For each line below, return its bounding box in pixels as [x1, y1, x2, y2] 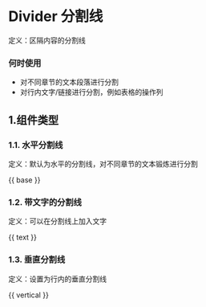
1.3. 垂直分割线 [8, 254, 66, 265]
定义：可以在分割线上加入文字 [8, 216, 107, 226]
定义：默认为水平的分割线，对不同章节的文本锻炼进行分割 [8, 158, 198, 169]
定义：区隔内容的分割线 [8, 35, 86, 45]
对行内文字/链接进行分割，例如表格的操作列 [19, 88, 164, 97]
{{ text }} [8, 232, 38, 242]
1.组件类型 [8, 113, 59, 127]
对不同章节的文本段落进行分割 [19, 77, 119, 87]
